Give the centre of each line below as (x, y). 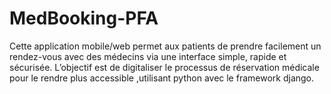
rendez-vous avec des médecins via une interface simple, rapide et (148, 56)
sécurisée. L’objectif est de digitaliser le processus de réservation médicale (164, 67)
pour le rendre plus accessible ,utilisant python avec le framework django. (162, 78)
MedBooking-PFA (84, 18)
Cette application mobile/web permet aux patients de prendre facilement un (165, 46)
